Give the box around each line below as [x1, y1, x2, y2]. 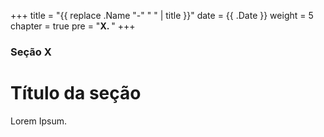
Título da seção [10, 82, 142, 105]
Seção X [10, 45, 52, 59]
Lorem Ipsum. [10, 115, 68, 127]
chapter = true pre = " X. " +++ [10, 20, 136, 32]
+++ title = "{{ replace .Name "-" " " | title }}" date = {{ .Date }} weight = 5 [10, 10, 314, 21]
